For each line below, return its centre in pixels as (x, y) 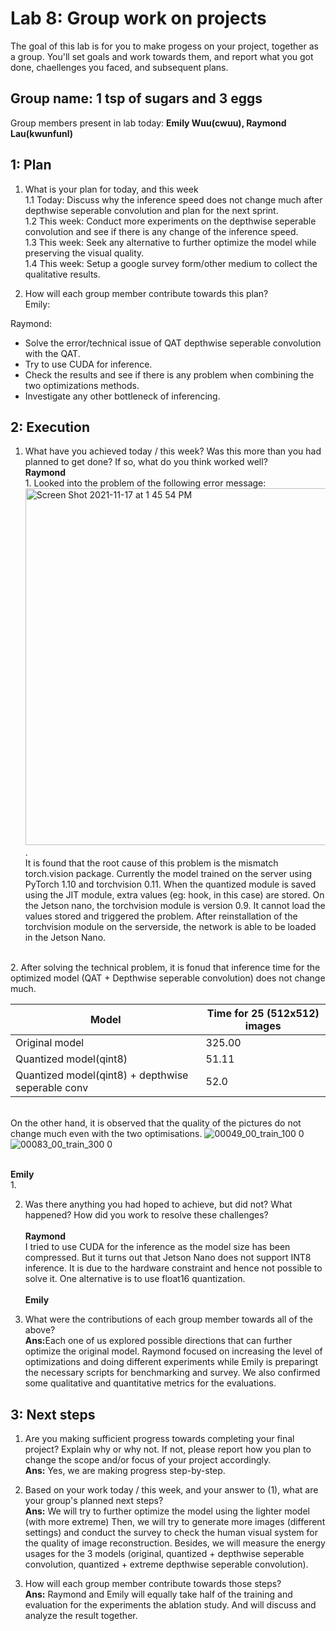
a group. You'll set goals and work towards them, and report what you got (162, 56)
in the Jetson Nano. (65, 938)
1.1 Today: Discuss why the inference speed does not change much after (173, 199)
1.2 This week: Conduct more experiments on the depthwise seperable (170, 221)
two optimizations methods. (82, 385)
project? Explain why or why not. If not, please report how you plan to (168, 1449)
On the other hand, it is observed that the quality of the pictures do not (156, 1123)
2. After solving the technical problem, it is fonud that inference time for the (165, 968)
